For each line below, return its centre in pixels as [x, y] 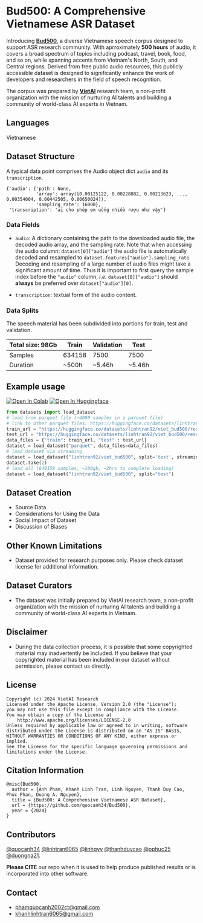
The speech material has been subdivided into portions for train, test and [97, 324]
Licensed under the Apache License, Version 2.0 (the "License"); [92, 704]
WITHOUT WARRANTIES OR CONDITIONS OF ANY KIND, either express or [92, 736]
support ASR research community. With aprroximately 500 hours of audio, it [101, 47]
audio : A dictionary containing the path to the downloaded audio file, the [105, 238]
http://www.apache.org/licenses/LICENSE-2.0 [74, 720]
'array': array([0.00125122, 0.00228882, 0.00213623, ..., [112, 194]
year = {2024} [29, 811]
